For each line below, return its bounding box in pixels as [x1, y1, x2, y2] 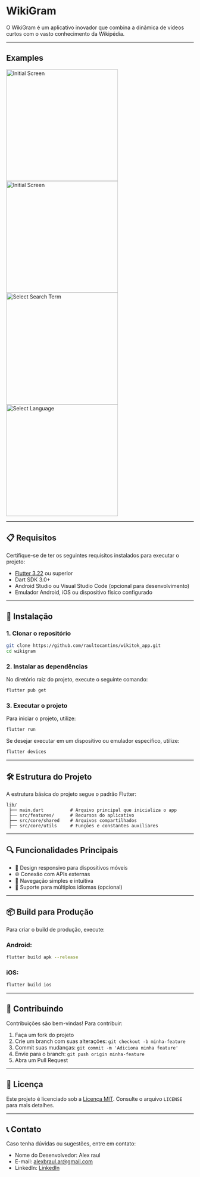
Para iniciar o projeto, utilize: [6, 715, 76, 722]
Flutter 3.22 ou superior [14, 569, 73, 577]
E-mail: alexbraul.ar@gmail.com [14, 1158, 93, 1165]
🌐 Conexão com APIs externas [14, 870, 90, 877]
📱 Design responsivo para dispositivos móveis [14, 864, 128, 871]
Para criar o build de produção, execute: [6, 926, 105, 933]
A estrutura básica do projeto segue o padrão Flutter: [6, 790, 137, 798]
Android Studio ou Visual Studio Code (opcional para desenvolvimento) [14, 582, 190, 589]
